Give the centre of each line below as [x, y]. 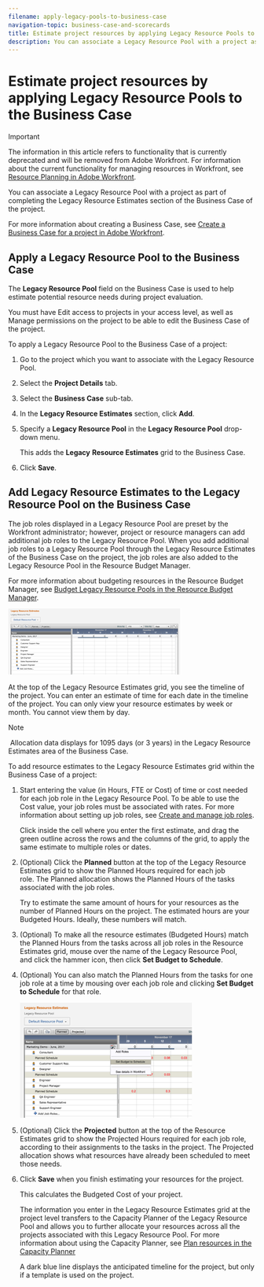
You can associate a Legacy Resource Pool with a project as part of [117, 192]
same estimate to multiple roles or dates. [85, 847]
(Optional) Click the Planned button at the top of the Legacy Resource [133, 862]
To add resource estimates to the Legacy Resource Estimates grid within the [132, 766]
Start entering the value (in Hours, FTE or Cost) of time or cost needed [134, 790]
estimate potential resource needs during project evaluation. [106, 297]
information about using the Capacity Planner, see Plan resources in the [136, 1243]
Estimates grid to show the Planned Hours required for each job [122, 871]
